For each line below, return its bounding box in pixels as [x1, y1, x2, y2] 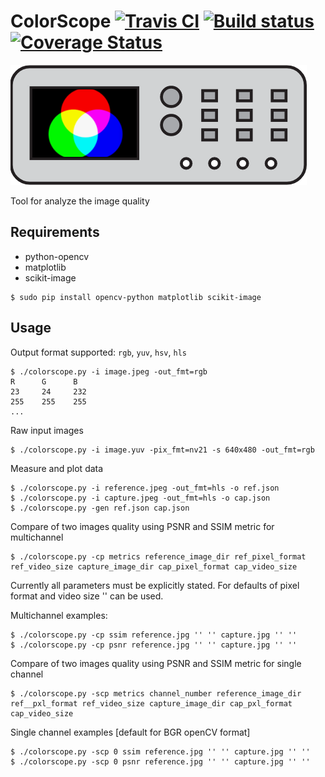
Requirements [10, 224, 100, 241]
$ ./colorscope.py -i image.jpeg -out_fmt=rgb [10, 366, 208, 377]
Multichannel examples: [10, 609, 108, 621]
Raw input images [10, 424, 84, 436]
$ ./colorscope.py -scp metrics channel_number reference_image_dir [10, 688, 302, 699]
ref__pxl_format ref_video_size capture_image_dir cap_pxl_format [10, 698, 293, 709]
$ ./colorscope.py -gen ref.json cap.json [10, 503, 190, 513]
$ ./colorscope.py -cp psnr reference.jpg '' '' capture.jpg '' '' [10, 640, 298, 650]
